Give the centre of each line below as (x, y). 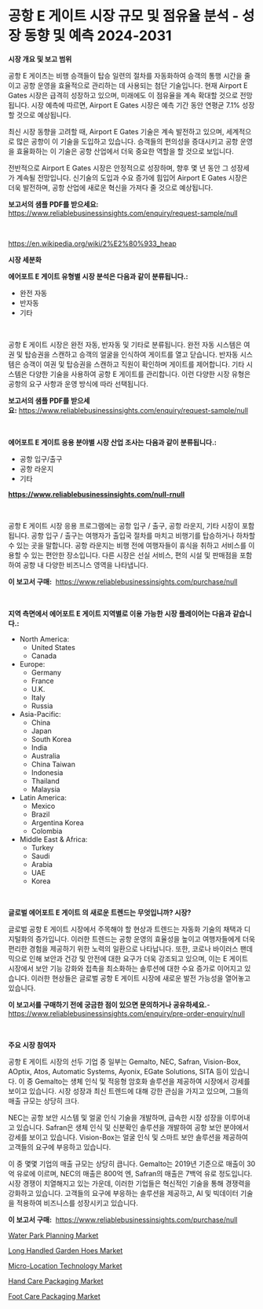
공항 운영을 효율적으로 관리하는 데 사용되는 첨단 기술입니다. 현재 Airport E (135, 85)
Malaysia (46, 789)
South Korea (51, 739)
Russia (42, 706)
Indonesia (47, 772)
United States (53, 647)
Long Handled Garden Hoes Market (66, 1250)
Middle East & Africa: (53, 839)
